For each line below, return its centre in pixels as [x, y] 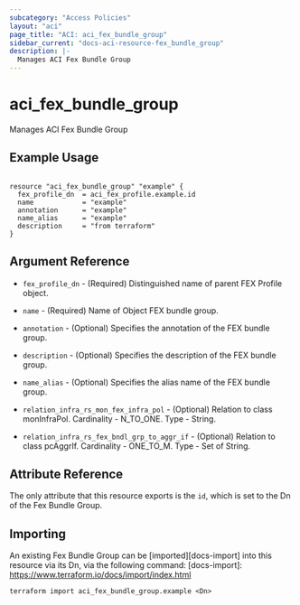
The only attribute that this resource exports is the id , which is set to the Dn [150, 496]
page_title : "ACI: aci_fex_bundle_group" [89, 34]
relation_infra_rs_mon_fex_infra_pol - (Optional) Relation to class [147, 409]
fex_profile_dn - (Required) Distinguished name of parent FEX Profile [152, 283]
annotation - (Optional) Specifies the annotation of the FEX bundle [146, 328]
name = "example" [72, 202]
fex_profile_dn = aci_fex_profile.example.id [107, 194]
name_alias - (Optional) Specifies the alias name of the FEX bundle [146, 382]
